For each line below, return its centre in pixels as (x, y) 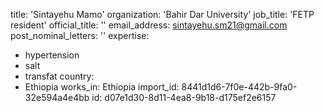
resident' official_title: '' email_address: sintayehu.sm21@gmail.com (149, 25)
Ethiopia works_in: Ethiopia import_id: (102, 87)
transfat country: (59, 76)
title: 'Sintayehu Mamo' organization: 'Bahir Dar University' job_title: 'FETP (162, 14)
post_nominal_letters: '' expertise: (80, 35)
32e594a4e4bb (57, 97)
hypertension (52, 55)
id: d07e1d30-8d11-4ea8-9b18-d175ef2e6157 (184, 97)
